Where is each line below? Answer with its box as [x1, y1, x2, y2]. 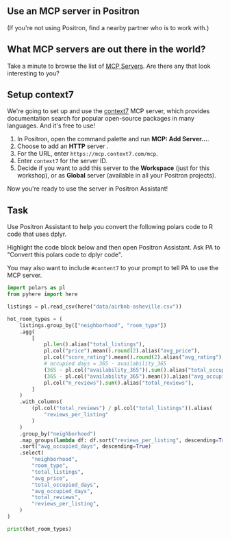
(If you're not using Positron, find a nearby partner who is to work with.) [7, 23, 209, 32]
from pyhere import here [7, 291, 78, 298]
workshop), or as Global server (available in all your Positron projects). [16, 171, 217, 180]
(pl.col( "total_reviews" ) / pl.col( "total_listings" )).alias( [31, 405, 213, 412]
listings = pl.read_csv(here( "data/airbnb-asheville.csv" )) [7, 303, 183, 310]
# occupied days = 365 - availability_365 [43, 360, 167, 367]
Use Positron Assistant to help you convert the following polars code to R [7, 223, 214, 231]
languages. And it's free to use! [7, 121, 96, 130]
